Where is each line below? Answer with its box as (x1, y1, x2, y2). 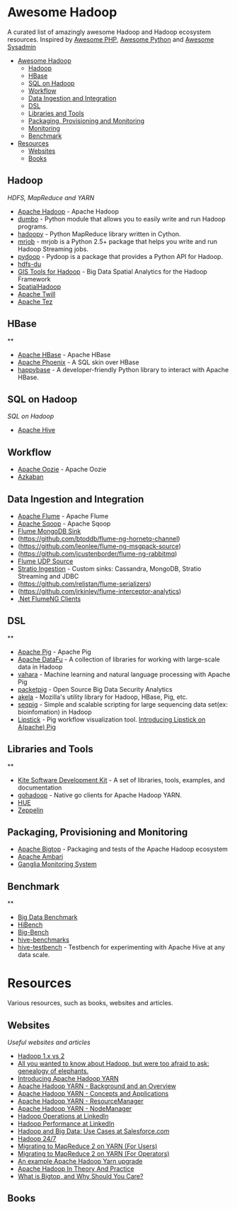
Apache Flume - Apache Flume (17, 512, 109, 520)
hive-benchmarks (17, 935, 69, 944)
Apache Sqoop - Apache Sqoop (17, 519, 111, 528)
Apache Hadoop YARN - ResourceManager (17, 1097, 144, 1105)
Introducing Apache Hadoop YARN (17, 1075, 119, 1082)
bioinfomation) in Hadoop (17, 707, 92, 716)
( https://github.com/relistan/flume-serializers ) (17, 579, 152, 588)
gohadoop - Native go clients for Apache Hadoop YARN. (17, 790, 182, 799)
